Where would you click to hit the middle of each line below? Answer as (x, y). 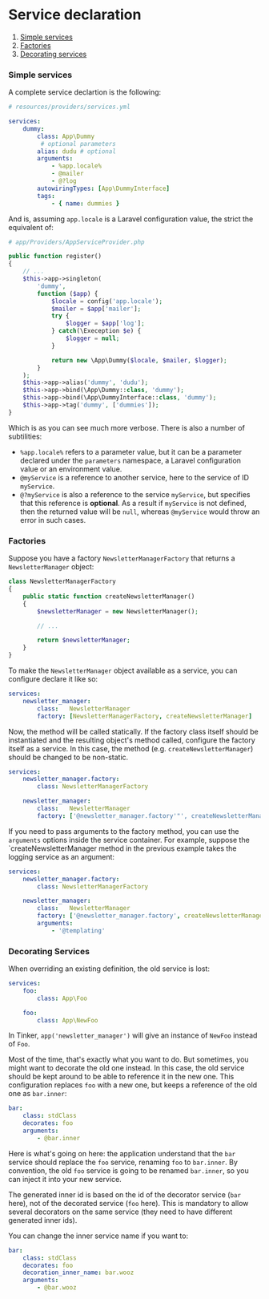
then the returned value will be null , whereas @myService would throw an (140, 512)
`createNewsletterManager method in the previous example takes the (123, 848)
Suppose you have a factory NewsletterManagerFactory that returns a (122, 558)
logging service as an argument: (61, 856)
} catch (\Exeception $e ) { (96, 331)
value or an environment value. (71, 469)
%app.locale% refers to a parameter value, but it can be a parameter (131, 451)
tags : (46, 196)
